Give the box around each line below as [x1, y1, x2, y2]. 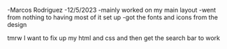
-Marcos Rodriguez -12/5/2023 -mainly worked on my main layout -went [7, 6, 217, 14]
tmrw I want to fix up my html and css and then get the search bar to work [7, 34, 221, 42]
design [7, 21, 27, 28]
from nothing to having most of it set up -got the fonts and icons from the [7, 13, 219, 21]
